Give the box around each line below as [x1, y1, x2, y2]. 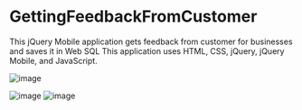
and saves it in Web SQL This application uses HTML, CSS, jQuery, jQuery [9, 45, 285, 56]
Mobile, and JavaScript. [9, 55, 98, 66]
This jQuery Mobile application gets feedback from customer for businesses [9, 36, 293, 47]
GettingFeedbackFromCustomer [9, 6, 258, 27]
